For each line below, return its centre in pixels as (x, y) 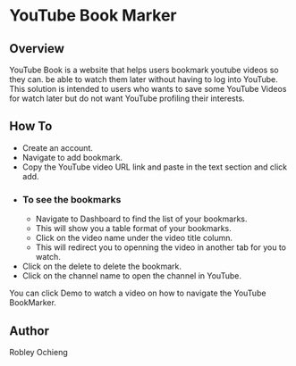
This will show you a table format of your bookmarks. (134, 229)
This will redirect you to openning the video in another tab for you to (161, 247)
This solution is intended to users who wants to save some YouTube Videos (148, 89)
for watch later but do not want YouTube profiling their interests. (127, 98)
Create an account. (58, 147)
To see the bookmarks (72, 199)
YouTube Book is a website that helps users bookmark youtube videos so (144, 70)
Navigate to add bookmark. (72, 157)
